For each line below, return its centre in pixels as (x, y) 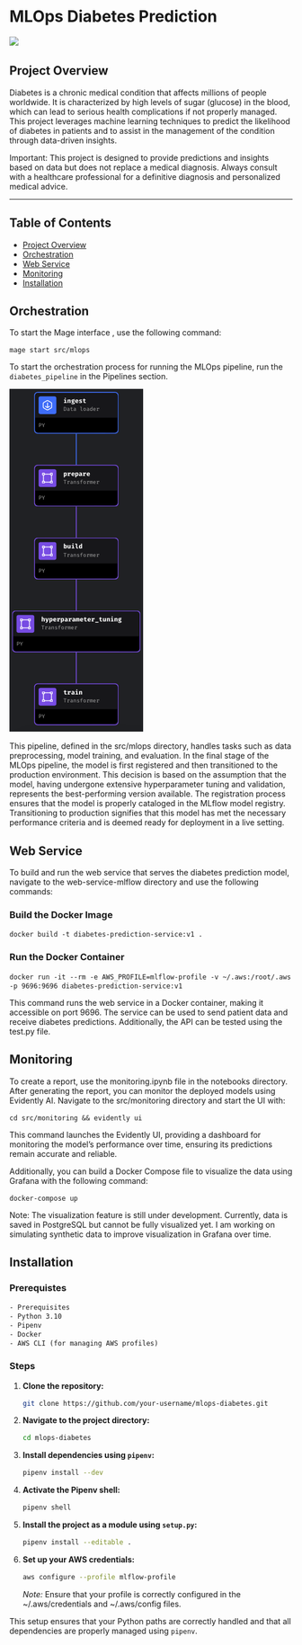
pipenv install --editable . (77, 1543)
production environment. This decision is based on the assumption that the (148, 775)
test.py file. (30, 1031)
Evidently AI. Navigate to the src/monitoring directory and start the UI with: (147, 1100)
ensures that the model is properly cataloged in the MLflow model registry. (147, 804)
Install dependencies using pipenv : (88, 1455)
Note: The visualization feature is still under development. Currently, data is (149, 1214)
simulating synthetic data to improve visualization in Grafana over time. (140, 1234)
